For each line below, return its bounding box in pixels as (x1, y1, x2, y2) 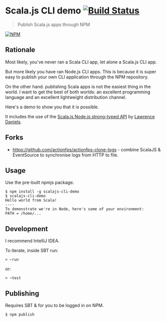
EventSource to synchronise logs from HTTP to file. (12, 152, 118, 158)
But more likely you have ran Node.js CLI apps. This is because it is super (5, 68, 156, 74)
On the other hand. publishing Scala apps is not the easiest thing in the (5, 83, 151, 89)
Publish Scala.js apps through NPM (17, 21, 90, 27)
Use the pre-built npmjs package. (5, 180, 74, 186)
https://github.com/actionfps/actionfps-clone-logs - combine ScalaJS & (12, 146, 161, 152)
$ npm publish (5, 312, 35, 317)
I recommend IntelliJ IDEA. (5, 238, 60, 244)
